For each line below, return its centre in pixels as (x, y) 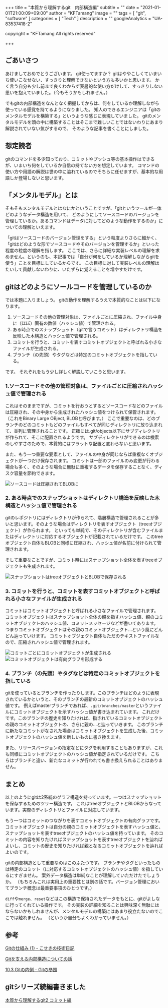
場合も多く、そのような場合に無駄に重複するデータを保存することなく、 (80, 467)
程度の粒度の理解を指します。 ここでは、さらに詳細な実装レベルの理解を (80, 251)
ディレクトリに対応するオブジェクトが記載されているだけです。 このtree (89, 537)
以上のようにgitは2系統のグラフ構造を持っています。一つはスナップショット (83, 797)
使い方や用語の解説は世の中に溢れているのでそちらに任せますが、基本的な (82, 171)
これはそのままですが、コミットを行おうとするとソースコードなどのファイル (84, 405)
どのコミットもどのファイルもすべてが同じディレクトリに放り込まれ (93, 425)
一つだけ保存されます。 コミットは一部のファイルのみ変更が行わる (91, 460)
